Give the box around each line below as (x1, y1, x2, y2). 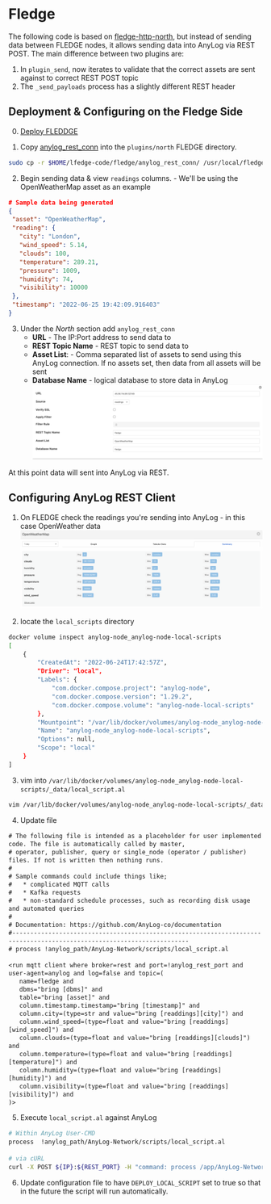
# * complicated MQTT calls (8, 880, 110, 888)
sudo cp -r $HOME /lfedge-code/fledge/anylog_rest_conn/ (8, 158, 200, 166)
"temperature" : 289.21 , (19, 258, 99, 266)
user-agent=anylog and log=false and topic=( (8, 969, 164, 977)
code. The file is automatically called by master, (8, 840, 186, 848)
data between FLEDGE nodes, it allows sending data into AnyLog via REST (8, 40, 256, 49)
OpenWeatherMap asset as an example (19, 182, 151, 191)
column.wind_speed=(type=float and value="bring (19, 1017, 186, 1026)
